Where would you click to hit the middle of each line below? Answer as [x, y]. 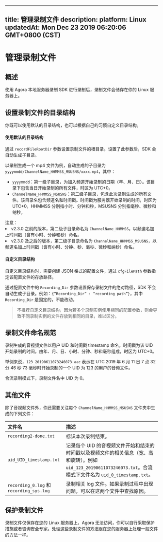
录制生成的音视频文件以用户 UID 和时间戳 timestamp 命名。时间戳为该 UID [79, 345]
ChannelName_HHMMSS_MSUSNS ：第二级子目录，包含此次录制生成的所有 [80, 194]
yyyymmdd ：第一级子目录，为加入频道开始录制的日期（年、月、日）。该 [81, 182]
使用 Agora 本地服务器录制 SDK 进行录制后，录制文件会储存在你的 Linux [77, 90]
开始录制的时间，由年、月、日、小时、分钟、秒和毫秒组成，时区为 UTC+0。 [81, 352]
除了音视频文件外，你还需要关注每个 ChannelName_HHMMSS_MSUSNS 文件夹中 [78, 408]
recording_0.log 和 [29, 485]
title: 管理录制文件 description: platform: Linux [76, 20]
